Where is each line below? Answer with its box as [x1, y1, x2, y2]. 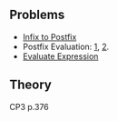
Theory [9, 77, 53, 93]
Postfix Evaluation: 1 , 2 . [22, 41, 110, 52]
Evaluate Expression [22, 50, 99, 62]
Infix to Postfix [22, 31, 77, 42]
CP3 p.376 [9, 101, 50, 112]
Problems [9, 7, 65, 23]
